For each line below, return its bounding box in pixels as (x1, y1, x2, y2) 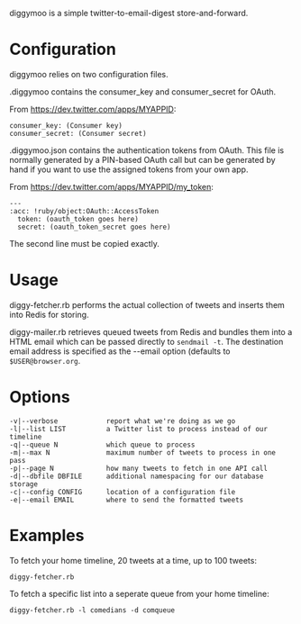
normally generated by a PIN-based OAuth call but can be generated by (9, 154, 277, 165)
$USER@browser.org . (9, 355, 81, 366)
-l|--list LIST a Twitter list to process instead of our (9, 424, 269, 433)
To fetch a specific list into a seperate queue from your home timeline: (9, 588, 269, 599)
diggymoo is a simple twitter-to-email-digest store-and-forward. (9, 8, 249, 18)
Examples (9, 526, 85, 546)
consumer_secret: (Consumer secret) (9, 129, 147, 138)
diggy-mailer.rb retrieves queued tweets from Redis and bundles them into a (9, 326, 293, 337)
